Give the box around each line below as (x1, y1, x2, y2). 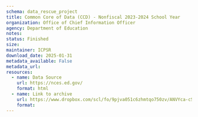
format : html (16, 86, 49, 92)
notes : (6, 31, 22, 37)
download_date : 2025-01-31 (6, 53, 72, 58)
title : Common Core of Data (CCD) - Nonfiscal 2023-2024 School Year (6, 14, 181, 20)
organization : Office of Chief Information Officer (6, 19, 136, 25)
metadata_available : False (6, 58, 72, 64)
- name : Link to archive (11, 91, 72, 97)
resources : (6, 69, 33, 75)
